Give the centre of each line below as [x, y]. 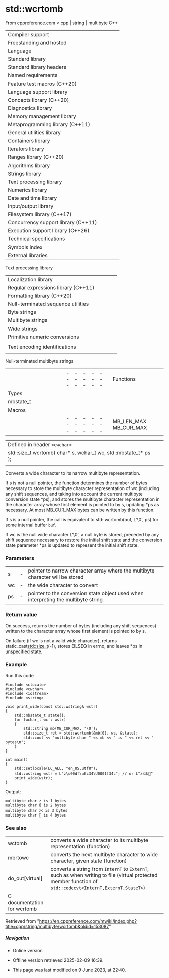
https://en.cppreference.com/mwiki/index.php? [88, 921]
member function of [74, 882]
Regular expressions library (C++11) [51, 287]
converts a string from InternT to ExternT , [100, 869]
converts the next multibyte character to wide [104, 855]
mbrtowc [18, 858]
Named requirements [33, 75]
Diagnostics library [30, 108]
